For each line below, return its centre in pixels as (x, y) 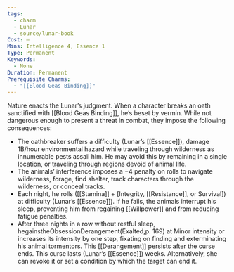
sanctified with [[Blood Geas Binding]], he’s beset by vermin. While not (110, 113)
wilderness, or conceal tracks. (61, 186)
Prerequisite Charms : (39, 79)
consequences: (30, 128)
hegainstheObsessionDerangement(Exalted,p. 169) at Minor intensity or (121, 231)
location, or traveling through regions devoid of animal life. (102, 164)
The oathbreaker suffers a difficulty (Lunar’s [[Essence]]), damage (113, 142)
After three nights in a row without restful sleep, (86, 224)
